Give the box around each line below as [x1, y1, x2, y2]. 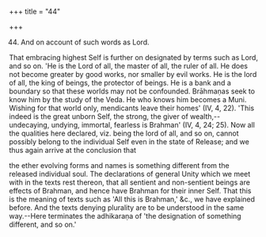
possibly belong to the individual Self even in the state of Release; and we [9, 137, 250, 146]
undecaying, [9, 120, 50, 129]
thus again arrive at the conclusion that [9, 146, 137, 155]
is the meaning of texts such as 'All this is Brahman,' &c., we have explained [9, 194, 256, 204]
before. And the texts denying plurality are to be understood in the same [9, 203, 245, 212]
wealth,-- [189, 112, 221, 121]
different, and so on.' [9, 220, 77, 229]
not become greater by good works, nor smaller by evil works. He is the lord [9, 70, 257, 78]
